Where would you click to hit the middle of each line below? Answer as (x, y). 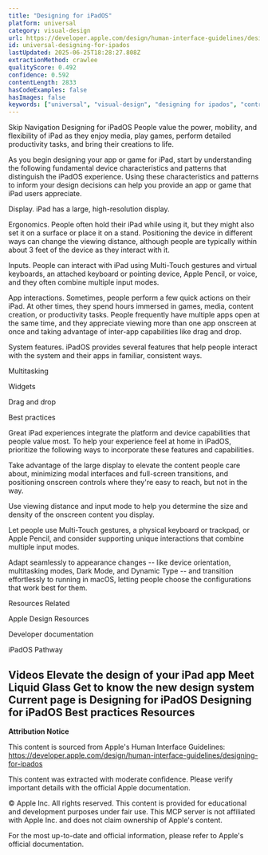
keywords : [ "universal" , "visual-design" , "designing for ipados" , (123, 104)
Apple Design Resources (49, 619)
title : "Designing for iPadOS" (60, 16)
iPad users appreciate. (45, 194)
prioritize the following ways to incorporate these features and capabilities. (131, 450)
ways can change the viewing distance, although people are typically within (133, 242)
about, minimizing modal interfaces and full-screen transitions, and (118, 474)
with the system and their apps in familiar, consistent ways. (105, 356)
